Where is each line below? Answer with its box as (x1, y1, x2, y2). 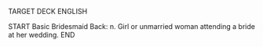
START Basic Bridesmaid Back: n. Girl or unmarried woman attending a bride (8, 22, 255, 31)
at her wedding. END (8, 31, 75, 39)
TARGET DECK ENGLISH (8, 7, 88, 16)
